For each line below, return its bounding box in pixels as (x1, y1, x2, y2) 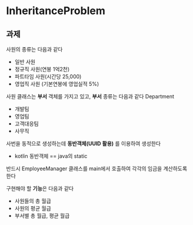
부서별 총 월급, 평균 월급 (14, 212, 70, 219)
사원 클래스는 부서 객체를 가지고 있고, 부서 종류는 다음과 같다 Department (6, 93, 175, 100)
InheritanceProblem (6, 4, 106, 18)
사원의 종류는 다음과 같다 (6, 46, 63, 52)
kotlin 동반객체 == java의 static (14, 153, 88, 160)
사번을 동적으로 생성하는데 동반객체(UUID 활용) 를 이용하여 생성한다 (6, 140, 161, 147)
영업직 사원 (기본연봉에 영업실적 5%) (14, 81, 99, 87)
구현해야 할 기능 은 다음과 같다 (6, 185, 74, 192)
